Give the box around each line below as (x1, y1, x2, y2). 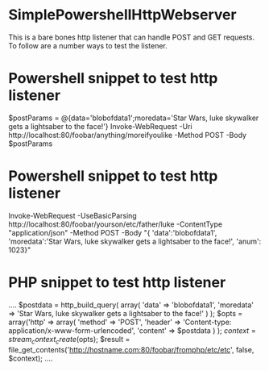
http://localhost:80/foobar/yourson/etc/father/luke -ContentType (8, 219, 223, 229)
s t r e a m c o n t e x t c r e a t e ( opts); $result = (8, 334, 130, 346)
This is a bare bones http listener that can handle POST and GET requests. (8, 32, 255, 42)
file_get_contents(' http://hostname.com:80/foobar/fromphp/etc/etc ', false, (8, 344, 255, 354)
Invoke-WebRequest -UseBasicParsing (8, 211, 137, 220)
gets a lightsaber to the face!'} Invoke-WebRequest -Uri (8, 121, 192, 131)
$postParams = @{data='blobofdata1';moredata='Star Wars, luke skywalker (8, 113, 259, 123)
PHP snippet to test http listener (8, 273, 226, 291)
